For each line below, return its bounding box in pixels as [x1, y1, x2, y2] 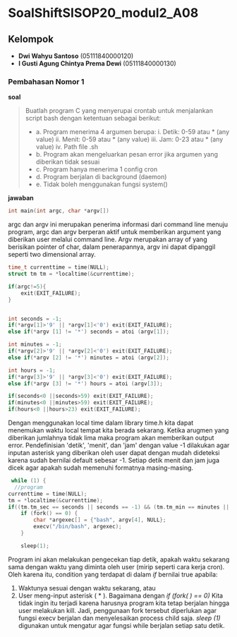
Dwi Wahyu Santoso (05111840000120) [18, 51, 134, 60]
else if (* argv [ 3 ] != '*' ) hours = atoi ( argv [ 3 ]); [8, 380, 163, 387]
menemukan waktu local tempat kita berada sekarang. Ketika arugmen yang [8, 426, 229, 435]
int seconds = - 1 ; [8, 315, 62, 322]
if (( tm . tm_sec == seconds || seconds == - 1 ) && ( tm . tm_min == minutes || [8, 503, 230, 511]
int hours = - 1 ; [8, 367, 56, 374]
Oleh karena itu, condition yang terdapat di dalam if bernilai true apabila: [8, 570, 218, 578]
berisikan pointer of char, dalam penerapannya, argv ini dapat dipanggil [8, 243, 216, 251]
